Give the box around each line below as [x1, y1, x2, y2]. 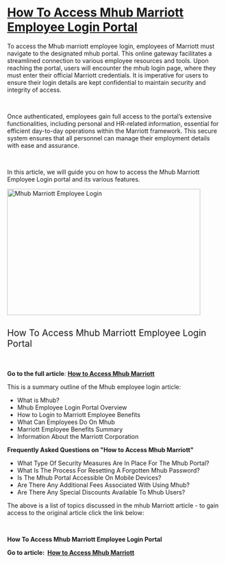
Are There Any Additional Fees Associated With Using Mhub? [16, 481, 190, 489]
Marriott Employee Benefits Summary [16, 425, 123, 433]
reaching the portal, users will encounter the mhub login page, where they [7, 64, 216, 72]
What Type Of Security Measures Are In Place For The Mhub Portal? [16, 459, 210, 467]
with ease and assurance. [7, 141, 80, 149]
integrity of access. [7, 86, 62, 94]
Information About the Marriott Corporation [16, 432, 139, 440]
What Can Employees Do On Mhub [16, 418, 115, 426]
